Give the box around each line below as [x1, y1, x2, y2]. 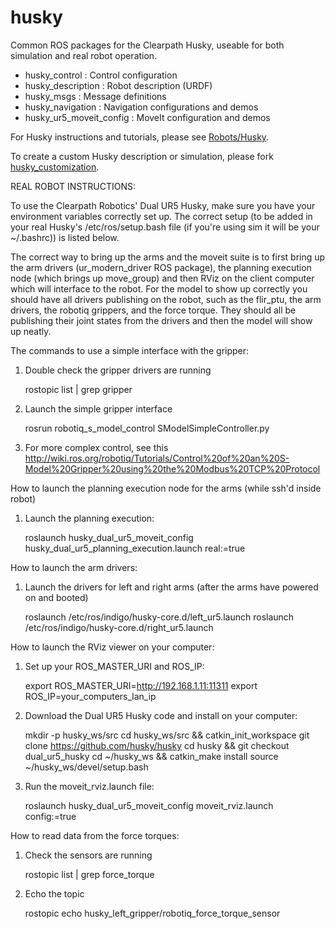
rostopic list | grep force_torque [24, 868, 155, 880]
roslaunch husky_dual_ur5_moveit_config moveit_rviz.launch [24, 799, 274, 811]
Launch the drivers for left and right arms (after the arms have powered [24, 581, 319, 593]
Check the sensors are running [24, 849, 153, 861]
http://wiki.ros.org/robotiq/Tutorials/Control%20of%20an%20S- [24, 452, 290, 464]
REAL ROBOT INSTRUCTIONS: [10, 180, 137, 192]
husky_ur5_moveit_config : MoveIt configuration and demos [24, 111, 271, 123]
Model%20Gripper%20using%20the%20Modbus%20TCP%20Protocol [24, 462, 321, 475]
